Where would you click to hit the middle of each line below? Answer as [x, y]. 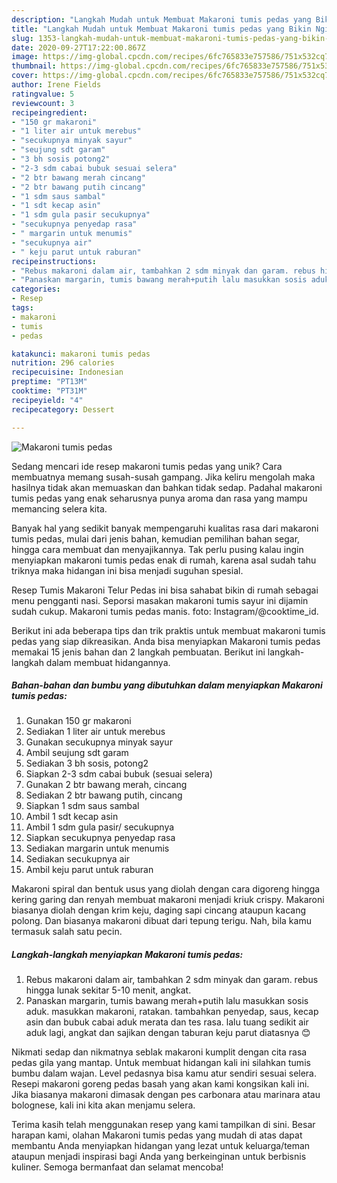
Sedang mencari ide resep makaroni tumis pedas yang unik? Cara [147, 466]
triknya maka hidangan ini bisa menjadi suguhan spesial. [127, 570]
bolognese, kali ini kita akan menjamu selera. [103, 1105]
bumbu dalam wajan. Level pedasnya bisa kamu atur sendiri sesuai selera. [164, 1073]
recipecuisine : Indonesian [67, 372]
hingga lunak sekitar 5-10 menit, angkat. [108, 990]
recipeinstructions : [54, 261]
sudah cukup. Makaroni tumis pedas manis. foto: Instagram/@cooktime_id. [165, 611]
